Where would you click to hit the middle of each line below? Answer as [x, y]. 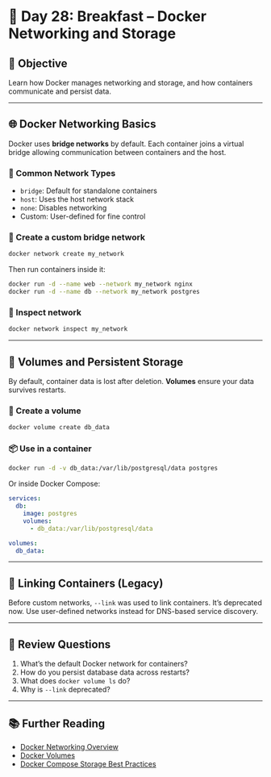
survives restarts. [37, 390]
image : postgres [50, 514]
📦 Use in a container [50, 449]
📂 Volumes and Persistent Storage [96, 362]
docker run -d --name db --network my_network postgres [104, 292]
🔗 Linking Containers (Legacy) [86, 583]
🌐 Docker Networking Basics [82, 124]
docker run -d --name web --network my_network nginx [101, 284]
